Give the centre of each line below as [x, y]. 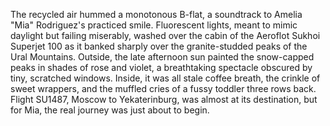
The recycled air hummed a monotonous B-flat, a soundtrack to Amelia [156, 14]
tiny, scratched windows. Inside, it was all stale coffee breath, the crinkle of [165, 78]
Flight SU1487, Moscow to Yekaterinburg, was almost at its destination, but [164, 99]
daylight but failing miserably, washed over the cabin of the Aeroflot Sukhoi [165, 35]
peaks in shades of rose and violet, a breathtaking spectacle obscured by [161, 67]
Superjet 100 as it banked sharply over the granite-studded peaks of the [159, 46]
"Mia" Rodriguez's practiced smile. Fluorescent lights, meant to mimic [154, 25]
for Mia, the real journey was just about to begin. [110, 110]
